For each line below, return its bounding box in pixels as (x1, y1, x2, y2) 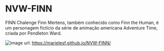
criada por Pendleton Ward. (5, 30, 62, 36)
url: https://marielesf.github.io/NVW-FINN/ (24, 39, 111, 45)
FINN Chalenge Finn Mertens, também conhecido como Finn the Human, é (5, 19, 159, 25)
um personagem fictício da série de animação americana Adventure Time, (5, 24, 158, 30)
